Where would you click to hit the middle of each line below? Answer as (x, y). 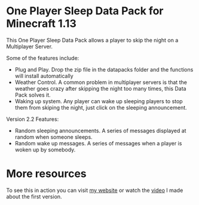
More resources (46, 174)
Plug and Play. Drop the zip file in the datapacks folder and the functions (104, 69)
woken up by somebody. (45, 150)
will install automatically (44, 76)
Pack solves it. (33, 95)
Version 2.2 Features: (33, 119)
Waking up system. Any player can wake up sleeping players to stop (99, 101)
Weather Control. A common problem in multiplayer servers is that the (101, 82)
